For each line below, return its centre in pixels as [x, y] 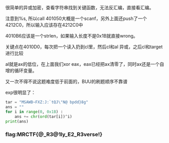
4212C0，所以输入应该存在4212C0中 [44, 25]
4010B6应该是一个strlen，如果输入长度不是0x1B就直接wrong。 [72, 36]
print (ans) [17, 121]
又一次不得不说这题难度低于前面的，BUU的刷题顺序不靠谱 [66, 82]
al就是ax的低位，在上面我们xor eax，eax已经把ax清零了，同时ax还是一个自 [85, 64]
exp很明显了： [21, 92]
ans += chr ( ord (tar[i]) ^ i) [43, 117]
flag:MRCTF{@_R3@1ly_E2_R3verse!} [54, 134]
